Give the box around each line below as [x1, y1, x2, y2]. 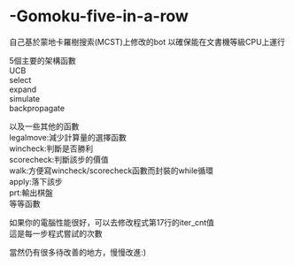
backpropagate [9, 103, 65, 113]
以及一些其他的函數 [9, 121, 80, 132]
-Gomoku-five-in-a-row [9, 6, 189, 27]
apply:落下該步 [9, 176, 64, 186]
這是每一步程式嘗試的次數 [9, 228, 103, 239]
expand [9, 84, 37, 95]
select [9, 74, 32, 85]
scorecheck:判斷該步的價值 [9, 154, 109, 164]
